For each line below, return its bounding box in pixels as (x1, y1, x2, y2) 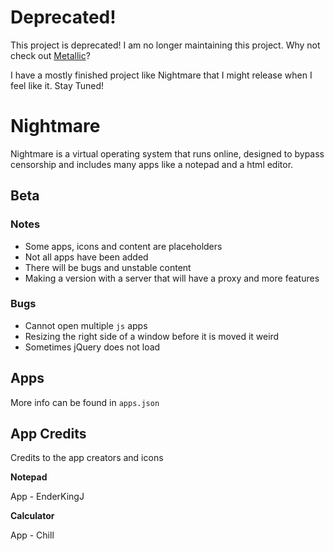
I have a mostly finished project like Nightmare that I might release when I (10, 69, 313, 81)
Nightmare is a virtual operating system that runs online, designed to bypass (10, 147, 325, 160)
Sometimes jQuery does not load (24, 341, 161, 353)
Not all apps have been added (24, 251, 149, 263)
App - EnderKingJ (10, 491, 85, 503)
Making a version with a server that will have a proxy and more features (24, 272, 320, 284)
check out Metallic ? (10, 49, 91, 61)
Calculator (10, 510, 55, 522)
